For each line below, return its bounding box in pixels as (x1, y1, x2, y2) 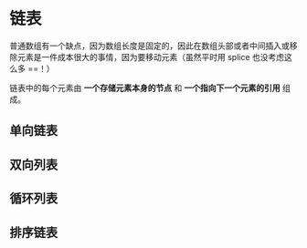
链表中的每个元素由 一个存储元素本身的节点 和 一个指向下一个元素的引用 (9, 82, 281, 93)
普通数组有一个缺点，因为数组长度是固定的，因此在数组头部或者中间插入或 (9, 40, 290, 51)
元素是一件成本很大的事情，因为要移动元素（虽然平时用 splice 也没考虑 (16, 51, 285, 62)
